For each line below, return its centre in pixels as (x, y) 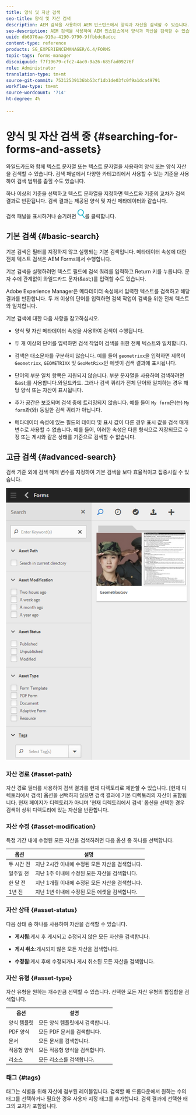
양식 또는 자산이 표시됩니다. (52, 390)
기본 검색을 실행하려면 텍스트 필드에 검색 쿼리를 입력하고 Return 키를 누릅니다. (95, 271)
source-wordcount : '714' (36, 93)
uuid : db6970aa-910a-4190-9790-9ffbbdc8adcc (61, 37)
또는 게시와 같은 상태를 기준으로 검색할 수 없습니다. (78, 437)
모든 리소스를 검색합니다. (67, 1059)
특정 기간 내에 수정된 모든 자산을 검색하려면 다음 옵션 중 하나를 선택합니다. (90, 840)
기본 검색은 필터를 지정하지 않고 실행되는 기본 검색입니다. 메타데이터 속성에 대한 (96, 251)
